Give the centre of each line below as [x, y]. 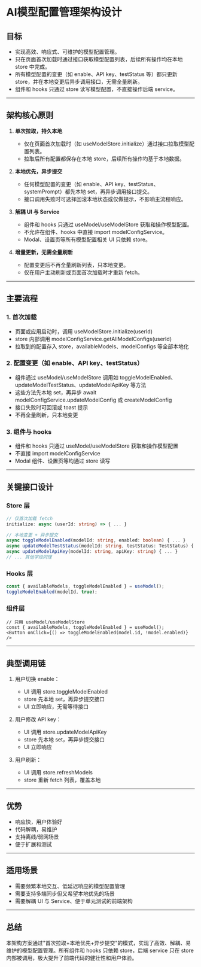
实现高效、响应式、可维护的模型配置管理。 [67, 52]
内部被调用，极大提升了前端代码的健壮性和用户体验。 [72, 957]
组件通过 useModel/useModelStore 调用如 [66, 377]
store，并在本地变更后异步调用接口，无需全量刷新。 [79, 82]
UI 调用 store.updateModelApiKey [65, 732]
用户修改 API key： [38, 719]
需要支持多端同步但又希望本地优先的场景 [65, 893]
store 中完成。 [33, 67]
